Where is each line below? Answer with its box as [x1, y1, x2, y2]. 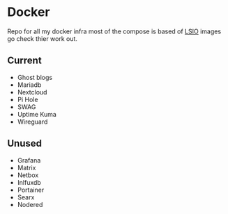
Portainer [17, 186, 45, 194]
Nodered [17, 200, 43, 208]
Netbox [17, 171, 39, 179]
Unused [7, 138, 43, 149]
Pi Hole [17, 95, 38, 104]
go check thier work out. [7, 34, 78, 42]
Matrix [17, 163, 36, 172]
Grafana [17, 156, 41, 164]
